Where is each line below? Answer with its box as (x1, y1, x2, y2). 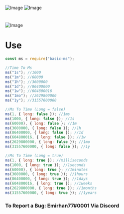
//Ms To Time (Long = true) (5, 153, 64, 158)
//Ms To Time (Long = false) (5, 107, 66, 112)
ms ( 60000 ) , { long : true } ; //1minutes (5, 167, 88, 172)
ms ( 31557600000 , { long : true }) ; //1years (5, 190, 97, 195)
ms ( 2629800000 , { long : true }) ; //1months (5, 185, 97, 190)
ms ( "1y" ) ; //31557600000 (5, 98, 57, 103)
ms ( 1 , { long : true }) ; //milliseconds (5, 157, 88, 162)
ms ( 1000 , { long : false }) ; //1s (5, 116, 75, 121)
